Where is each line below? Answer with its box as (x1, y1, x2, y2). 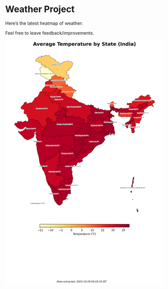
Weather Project (5, 4, 75, 15)
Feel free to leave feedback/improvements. (5, 30, 95, 36)
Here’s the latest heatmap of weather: (5, 20, 83, 26)
